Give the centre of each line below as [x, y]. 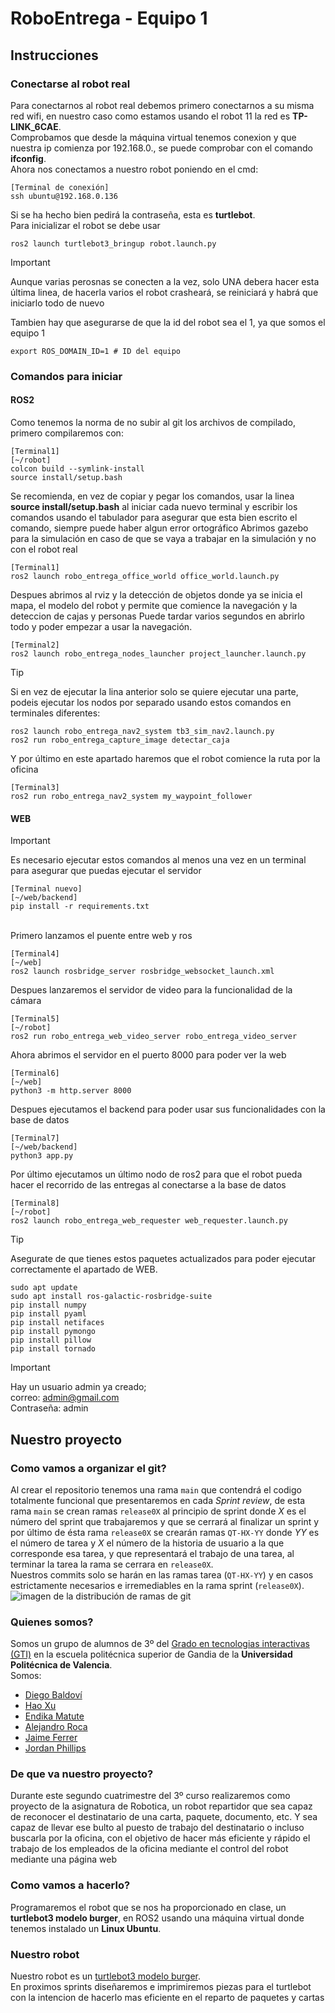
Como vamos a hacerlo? [70, 1885]
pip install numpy [48, 1305]
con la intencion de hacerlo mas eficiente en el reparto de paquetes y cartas [167, 1998]
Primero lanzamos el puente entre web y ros [101, 936]
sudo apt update [44, 1288]
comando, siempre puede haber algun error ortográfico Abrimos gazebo [159, 528]
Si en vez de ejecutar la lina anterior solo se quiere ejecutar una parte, [154, 691]
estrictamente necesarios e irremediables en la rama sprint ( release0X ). [157, 1585]
